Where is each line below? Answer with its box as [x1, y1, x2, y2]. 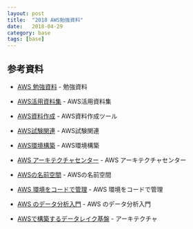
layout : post [7, 10, 45, 17]
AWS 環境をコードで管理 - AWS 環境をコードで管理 [17, 185, 163, 193]
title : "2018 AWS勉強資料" [7, 17, 84, 23]
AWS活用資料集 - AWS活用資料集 [17, 97, 112, 106]
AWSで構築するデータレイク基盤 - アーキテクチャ [17, 215, 158, 223]
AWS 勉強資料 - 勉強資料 [17, 82, 88, 90]
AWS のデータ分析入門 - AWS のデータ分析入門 [17, 199, 152, 208]
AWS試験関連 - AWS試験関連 [17, 126, 100, 135]
